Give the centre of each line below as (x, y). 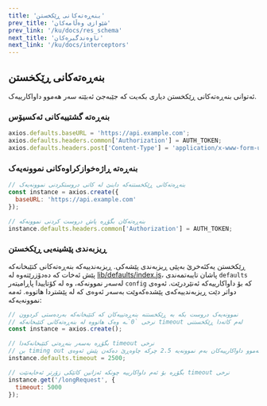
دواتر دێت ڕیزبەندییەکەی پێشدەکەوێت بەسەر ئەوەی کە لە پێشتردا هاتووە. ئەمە (122, 291)
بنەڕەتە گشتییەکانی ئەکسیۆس (59, 117)
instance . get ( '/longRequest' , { (62, 380)
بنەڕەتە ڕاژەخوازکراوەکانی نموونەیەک (73, 168)
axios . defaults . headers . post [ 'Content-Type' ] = (89, 147)
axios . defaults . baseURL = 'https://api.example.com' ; (99, 133)
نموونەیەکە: (25, 300)
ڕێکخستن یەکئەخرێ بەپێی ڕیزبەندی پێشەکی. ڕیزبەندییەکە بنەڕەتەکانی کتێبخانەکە (127, 266)
